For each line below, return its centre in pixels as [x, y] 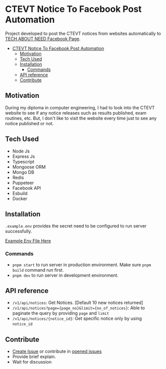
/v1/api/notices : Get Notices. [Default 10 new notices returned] [78, 303]
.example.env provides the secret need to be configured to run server [76, 226]
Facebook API [27, 188]
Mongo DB [23, 172]
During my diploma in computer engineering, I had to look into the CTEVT [80, 107]
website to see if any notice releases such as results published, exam [76, 113]
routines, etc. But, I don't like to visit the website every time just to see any [81, 118]
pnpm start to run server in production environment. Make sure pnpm [82, 265]
